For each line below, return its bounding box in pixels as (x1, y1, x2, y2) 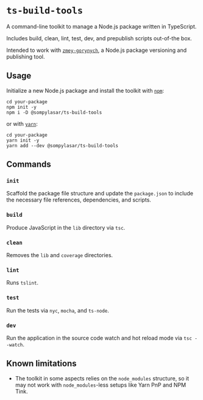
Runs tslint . (6, 279, 38, 286)
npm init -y (6, 104, 37, 110)
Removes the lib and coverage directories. (6, 252, 113, 259)
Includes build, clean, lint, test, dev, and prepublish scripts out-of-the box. (6, 34, 192, 42)
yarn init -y (6, 137, 40, 144)
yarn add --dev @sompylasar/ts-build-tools (6, 142, 119, 148)
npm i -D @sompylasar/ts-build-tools (6, 109, 102, 115)
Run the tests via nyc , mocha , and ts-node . (6, 307, 110, 314)
